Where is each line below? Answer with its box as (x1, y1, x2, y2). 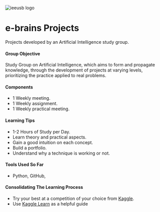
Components (5, 84, 33, 90)
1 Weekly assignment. (12, 101, 58, 107)
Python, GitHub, (12, 173, 46, 179)
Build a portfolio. (12, 145, 47, 151)
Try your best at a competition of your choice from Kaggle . (12, 195, 134, 201)
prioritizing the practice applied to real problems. (5, 73, 107, 79)
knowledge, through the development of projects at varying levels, (5, 67, 143, 73)
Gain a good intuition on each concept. (12, 139, 93, 146)
